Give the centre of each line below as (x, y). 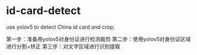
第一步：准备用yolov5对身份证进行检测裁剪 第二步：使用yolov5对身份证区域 (99, 39)
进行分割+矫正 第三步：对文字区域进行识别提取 (63, 46)
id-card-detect (44, 11)
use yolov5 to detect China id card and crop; (61, 27)
